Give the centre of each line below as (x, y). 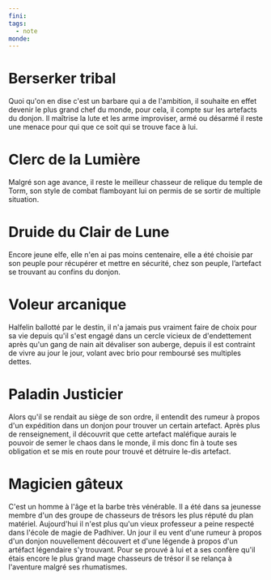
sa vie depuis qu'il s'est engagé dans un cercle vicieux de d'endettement (130, 336)
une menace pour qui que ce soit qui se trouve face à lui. (103, 127)
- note (27, 31)
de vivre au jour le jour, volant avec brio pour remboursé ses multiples (125, 353)
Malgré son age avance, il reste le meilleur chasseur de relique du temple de (135, 183)
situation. (24, 200)
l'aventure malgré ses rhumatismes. (68, 567)
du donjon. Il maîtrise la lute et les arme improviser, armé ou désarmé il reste (135, 118)
